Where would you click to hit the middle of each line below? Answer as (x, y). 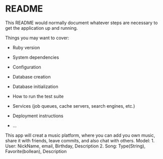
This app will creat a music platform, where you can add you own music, (80, 135)
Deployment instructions (38, 116)
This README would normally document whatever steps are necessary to (81, 23)
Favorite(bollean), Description (36, 151)
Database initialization (35, 87)
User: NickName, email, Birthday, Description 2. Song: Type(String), (75, 146)
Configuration (27, 67)
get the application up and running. (42, 28)
